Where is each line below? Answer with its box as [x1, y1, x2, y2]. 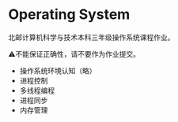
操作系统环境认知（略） [19, 65, 97, 76]
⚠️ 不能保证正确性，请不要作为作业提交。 [8, 49, 141, 58]
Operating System [8, 6, 131, 24]
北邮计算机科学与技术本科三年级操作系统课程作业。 [8, 32, 175, 42]
